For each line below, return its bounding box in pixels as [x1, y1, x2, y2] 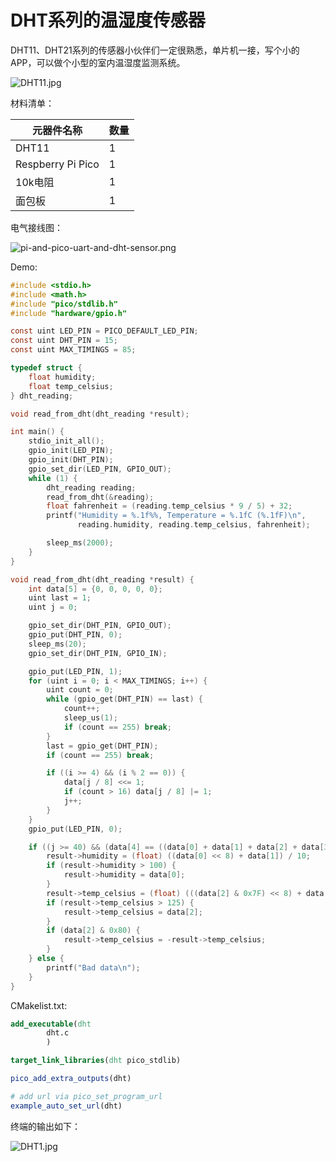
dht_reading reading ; [46, 482, 137, 493]
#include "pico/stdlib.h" [10, 299, 118, 309]
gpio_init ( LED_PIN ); [28, 446, 114, 456]
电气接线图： [10, 221, 63, 233]
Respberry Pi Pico [15, 157, 100, 171]
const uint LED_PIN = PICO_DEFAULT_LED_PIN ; [10, 326, 199, 336]
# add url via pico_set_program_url [10, 1091, 163, 1101]
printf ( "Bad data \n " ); [46, 962, 141, 973]
